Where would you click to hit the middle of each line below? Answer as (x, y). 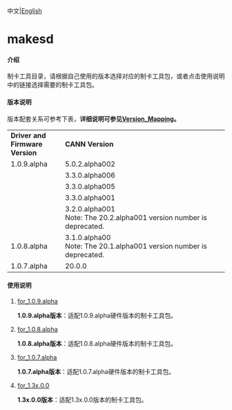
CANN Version (89, 144)
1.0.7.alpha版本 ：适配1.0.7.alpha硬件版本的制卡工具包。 (96, 371)
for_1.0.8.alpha (38, 329)
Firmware (27, 144)
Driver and (28, 136)
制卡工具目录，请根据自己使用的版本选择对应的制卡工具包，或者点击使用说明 (116, 76)
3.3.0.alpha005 (90, 186)
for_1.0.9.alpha (38, 301)
